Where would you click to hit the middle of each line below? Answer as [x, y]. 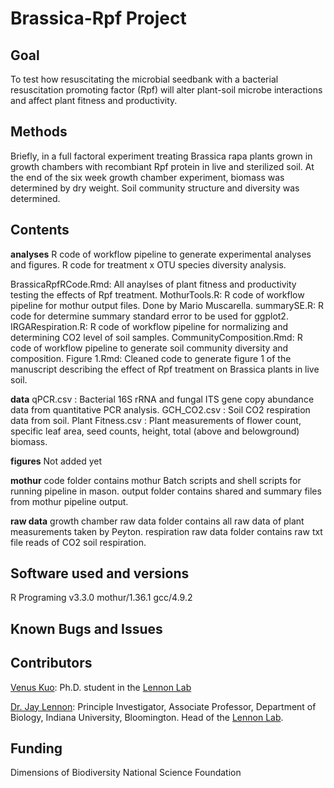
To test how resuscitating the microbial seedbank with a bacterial [144, 79]
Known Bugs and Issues [86, 628]
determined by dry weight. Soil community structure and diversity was [155, 188]
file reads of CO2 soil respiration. [78, 542]
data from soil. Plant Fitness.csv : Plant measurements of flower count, [156, 420]
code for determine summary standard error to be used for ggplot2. [149, 316]
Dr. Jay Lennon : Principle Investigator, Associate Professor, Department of [163, 706]
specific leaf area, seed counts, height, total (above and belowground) [155, 431]
